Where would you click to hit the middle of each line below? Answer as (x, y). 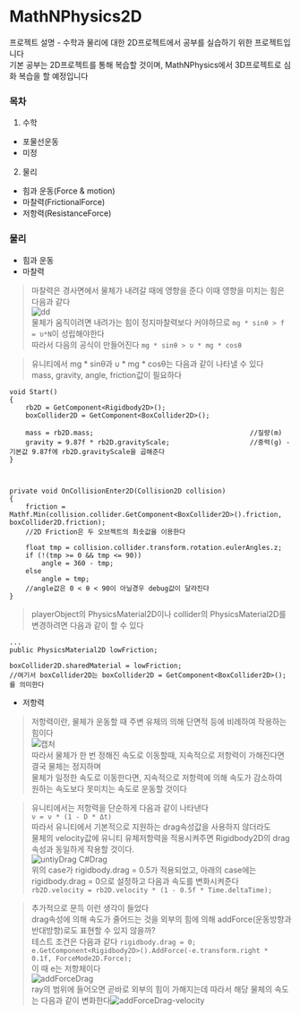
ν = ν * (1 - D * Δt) (71, 817)
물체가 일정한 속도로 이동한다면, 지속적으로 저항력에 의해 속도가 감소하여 (157, 778)
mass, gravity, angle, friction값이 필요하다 (106, 374)
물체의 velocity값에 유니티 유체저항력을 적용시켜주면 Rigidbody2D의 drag (160, 838)
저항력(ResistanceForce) (67, 213)
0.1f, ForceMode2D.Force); (81, 958)
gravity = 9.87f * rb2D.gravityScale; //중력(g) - (158, 442)
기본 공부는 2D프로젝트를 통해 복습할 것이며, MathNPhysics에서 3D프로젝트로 (146, 64)
